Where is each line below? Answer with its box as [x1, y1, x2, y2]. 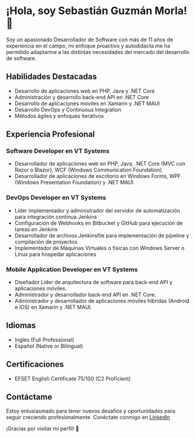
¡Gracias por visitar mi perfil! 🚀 [6, 425, 80, 432]
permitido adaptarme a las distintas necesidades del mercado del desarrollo [6, 48, 190, 55]
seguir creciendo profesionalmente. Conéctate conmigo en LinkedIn [6, 414, 170, 421]
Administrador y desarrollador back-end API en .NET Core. [14, 291, 156, 298]
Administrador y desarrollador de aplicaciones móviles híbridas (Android [14, 298, 189, 305]
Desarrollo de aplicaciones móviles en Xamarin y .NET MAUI [14, 100, 160, 107]
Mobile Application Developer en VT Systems [6, 265, 138, 274]
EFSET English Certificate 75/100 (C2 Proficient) [14, 375, 131, 382]
